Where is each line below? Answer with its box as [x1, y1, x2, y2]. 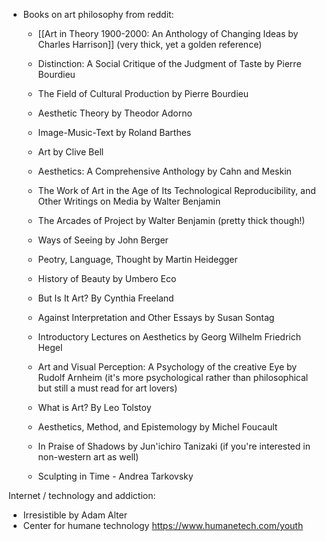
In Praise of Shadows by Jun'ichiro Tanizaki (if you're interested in [37, 440, 311, 452]
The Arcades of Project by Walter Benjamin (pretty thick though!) [37, 215, 306, 226]
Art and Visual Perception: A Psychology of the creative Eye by [37, 361, 298, 373]
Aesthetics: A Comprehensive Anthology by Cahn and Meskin [37, 165, 292, 177]
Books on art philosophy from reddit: [22, 9, 175, 20]
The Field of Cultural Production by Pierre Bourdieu [37, 88, 249, 99]
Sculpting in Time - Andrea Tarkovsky [37, 470, 194, 482]
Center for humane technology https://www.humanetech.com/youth [22, 520, 304, 531]
